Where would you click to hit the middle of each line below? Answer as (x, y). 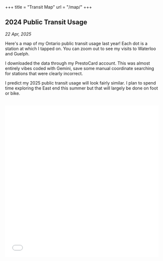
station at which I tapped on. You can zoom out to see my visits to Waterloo (81, 49)
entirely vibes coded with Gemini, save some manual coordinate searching (80, 68)
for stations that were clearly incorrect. (44, 73)
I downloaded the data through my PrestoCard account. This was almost (78, 63)
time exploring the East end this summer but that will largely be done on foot (81, 88)
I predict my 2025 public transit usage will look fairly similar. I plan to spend (81, 83)
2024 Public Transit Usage (46, 22)
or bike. (13, 93)
